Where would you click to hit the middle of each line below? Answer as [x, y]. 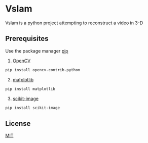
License [18, 124]
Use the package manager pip [37, 51]
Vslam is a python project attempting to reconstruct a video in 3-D [74, 23]
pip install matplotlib [30, 89]
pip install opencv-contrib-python [43, 70]
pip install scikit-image [32, 108]
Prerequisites [27, 39]
